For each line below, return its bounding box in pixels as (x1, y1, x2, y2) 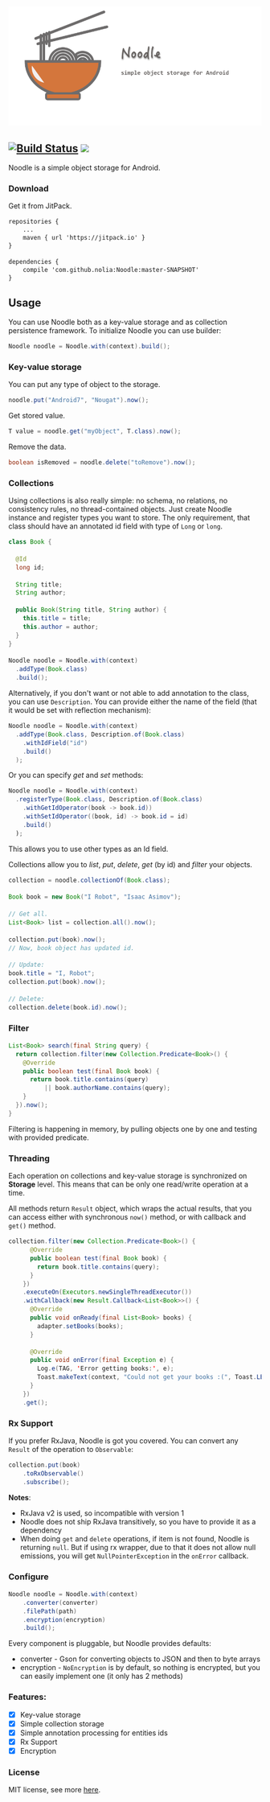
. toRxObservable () (22, 1469, 84, 1478)
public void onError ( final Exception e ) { (29, 1356, 174, 1364)
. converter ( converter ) (22, 1598, 99, 1607)
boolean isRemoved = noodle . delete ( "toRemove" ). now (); (8, 459, 196, 467)
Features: (8, 1692, 47, 1703)
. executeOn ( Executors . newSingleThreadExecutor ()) (22, 1288, 193, 1297)
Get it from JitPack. (8, 201, 72, 211)
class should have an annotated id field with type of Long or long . (8, 521, 223, 531)
